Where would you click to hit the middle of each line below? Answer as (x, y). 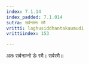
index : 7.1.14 (24, 12)
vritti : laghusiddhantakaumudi (45, 28)
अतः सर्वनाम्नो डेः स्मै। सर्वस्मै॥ (35, 56)
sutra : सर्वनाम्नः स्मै (26, 23)
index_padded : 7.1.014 (34, 17)
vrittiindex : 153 (28, 34)
